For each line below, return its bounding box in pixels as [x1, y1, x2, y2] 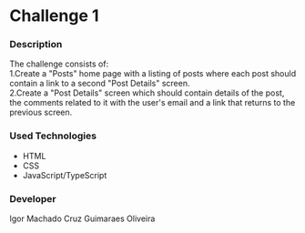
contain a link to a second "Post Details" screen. [9, 78, 190, 89]
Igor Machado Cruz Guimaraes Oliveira [9, 213, 156, 224]
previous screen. [9, 106, 73, 118]
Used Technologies [9, 129, 97, 142]
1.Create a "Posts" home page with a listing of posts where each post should [9, 68, 297, 79]
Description [9, 38, 63, 51]
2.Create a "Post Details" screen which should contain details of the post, [9, 87, 285, 98]
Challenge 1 [9, 5, 99, 26]
